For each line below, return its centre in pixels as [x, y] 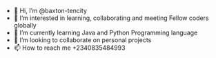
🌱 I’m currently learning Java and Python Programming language [106, 32]
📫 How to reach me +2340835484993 [69, 48]
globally [25, 25]
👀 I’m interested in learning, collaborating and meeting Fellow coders [111, 18]
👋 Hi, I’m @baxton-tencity [50, 11]
